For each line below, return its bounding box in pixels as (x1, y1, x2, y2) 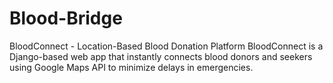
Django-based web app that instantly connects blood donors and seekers (9, 50, 313, 62)
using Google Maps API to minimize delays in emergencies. (9, 61, 254, 73)
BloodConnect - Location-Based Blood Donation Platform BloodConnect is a (9, 40, 324, 52)
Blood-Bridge (9, 7, 123, 30)
